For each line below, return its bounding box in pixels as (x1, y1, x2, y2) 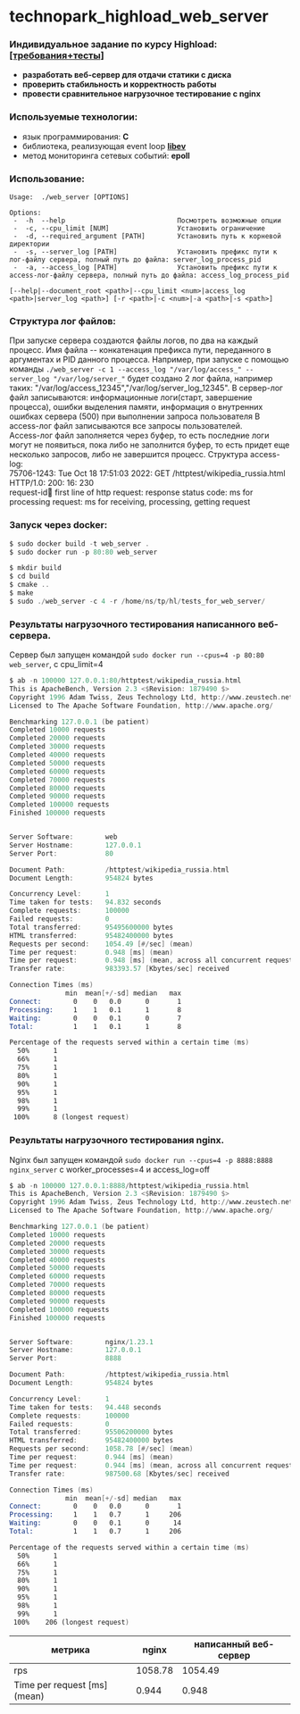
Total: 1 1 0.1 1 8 (9, 1022, 181, 1031)
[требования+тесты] (9, 49, 104, 62)
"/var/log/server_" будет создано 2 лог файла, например (53, 373, 273, 384)
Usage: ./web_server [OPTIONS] (9, 193, 129, 202)
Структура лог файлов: (9, 315, 116, 327)
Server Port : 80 (9, 849, 114, 858)
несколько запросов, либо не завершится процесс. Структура (9, 449, 248, 460)
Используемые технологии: (9, 111, 138, 123)
